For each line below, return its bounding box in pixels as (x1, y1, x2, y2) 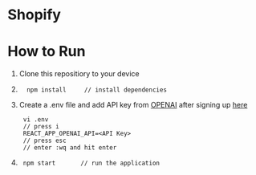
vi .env (22, 116, 49, 124)
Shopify (7, 6, 62, 24)
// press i (22, 123, 59, 131)
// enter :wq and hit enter (22, 144, 117, 152)
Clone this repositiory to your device (18, 69, 140, 79)
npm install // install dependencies (26, 86, 168, 94)
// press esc (22, 136, 67, 145)
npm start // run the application (22, 159, 161, 168)
